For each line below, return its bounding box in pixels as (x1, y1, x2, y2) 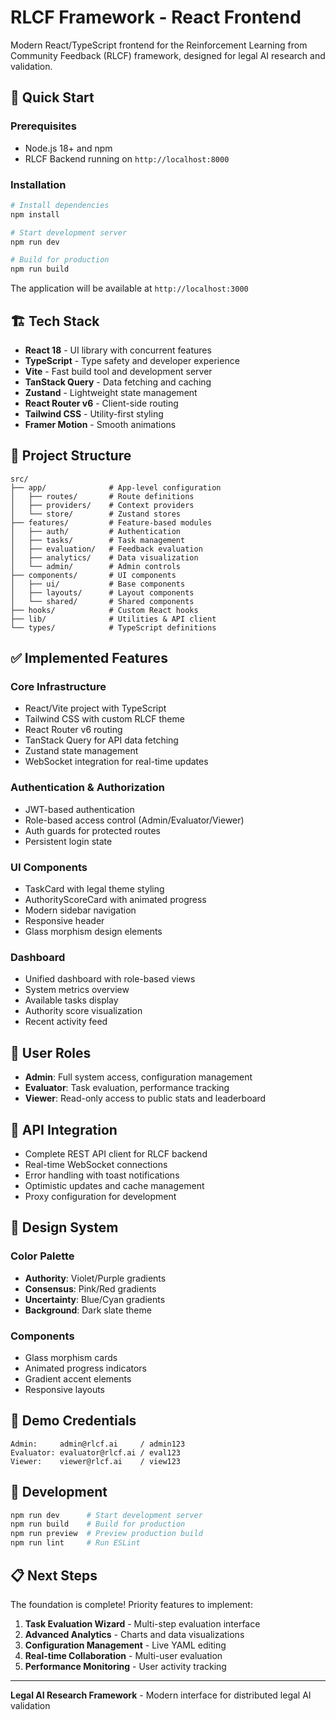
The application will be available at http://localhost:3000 (10, 282, 249, 295)
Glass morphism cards (24, 1351, 118, 1363)
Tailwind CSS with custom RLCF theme (24, 713, 185, 725)
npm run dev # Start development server (10, 1510, 203, 1520)
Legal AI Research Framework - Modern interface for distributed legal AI (10, 1689, 312, 1701)
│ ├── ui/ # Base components (10, 579, 186, 589)
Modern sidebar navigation (24, 904, 137, 916)
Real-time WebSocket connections (24, 1159, 168, 1170)
